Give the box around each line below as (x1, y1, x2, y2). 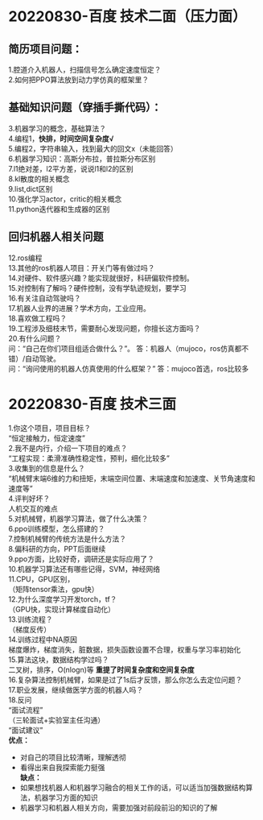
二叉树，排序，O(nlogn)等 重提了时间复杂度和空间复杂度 (8, 665, 195, 674)
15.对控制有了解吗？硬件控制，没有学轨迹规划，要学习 (8, 283, 187, 292)
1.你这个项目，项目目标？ (8, 423, 91, 433)
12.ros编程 (8, 253, 43, 263)
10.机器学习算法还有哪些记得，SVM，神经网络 (8, 564, 161, 574)
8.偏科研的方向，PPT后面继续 (8, 544, 106, 553)
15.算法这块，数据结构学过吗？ (8, 654, 109, 665)
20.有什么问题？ (8, 333, 62, 343)
